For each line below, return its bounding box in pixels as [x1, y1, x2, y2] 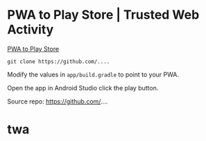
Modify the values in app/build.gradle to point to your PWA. [7, 70, 179, 78]
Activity [7, 22, 54, 38]
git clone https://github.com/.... [7, 58, 110, 65]
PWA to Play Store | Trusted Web [7, 7, 200, 23]
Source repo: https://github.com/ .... [7, 97, 108, 106]
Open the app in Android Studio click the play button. [7, 83, 159, 92]
